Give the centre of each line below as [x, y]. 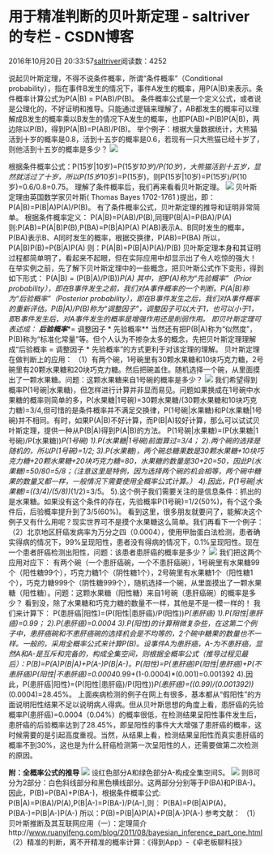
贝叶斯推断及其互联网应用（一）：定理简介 [78, 823]
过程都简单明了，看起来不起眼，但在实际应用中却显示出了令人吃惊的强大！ [132, 257]
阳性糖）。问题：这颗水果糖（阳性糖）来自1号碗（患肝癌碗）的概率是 [136, 593]
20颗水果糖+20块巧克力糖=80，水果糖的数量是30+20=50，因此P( [144, 460]
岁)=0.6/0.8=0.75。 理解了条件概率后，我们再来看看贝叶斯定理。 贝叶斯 [133, 187]
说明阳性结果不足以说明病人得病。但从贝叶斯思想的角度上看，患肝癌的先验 [139, 704]
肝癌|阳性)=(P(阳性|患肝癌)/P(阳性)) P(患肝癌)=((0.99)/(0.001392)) [145, 684]
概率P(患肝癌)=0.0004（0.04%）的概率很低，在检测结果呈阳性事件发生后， [134, 715]
